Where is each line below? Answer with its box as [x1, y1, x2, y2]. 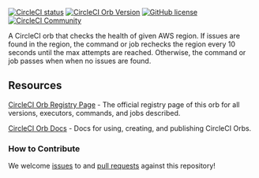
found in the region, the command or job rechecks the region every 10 [8, 39, 235, 49]
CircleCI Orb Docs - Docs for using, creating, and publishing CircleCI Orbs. [8, 123, 252, 133]
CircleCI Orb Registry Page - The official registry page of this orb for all [8, 99, 240, 109]
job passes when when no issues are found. [8, 56, 152, 65]
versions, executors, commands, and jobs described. [8, 108, 181, 117]
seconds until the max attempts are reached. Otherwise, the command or [8, 48, 246, 57]
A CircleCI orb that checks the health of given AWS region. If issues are [8, 32, 241, 40]
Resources [8, 79, 62, 92]
